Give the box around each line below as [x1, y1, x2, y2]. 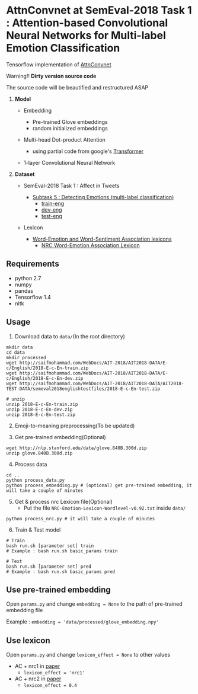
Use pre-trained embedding [6, 584, 111, 594]
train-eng [41, 200, 65, 207]
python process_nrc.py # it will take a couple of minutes [6, 516, 155, 522]
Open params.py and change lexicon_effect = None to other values [6, 651, 171, 658]
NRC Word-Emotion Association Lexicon [41, 241, 140, 249]
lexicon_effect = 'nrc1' [23, 670, 85, 676]
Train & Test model [14, 526, 61, 533]
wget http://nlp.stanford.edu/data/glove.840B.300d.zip [6, 445, 147, 451]
